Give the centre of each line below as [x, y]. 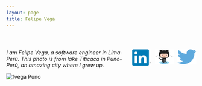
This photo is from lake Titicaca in [63, 59]
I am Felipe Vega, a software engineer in [57, 52]
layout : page [23, 13]
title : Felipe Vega [31, 19]
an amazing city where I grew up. [62, 65]
